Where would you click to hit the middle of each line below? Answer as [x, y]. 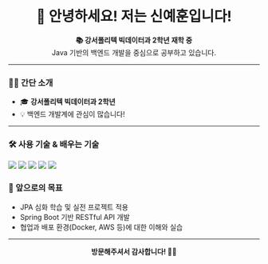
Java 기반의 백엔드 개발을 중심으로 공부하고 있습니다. [134, 52]
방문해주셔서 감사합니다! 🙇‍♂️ [134, 251]
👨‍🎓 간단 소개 [31, 82]
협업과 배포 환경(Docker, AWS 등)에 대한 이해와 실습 [101, 227]
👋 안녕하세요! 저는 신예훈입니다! [134, 16]
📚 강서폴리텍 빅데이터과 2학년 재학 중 [134, 40]
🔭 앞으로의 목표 [35, 188]
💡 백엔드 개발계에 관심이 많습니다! [72, 114]
